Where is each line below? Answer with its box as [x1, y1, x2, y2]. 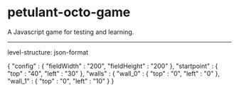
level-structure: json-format [7, 47, 89, 57]
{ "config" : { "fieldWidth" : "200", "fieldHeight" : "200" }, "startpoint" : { [7, 62, 218, 70]
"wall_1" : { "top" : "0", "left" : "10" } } [7, 76, 115, 85]
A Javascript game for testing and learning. [7, 28, 134, 36]
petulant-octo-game [7, 4, 131, 21]
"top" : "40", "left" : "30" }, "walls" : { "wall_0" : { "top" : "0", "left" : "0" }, [7, 69, 221, 78]
